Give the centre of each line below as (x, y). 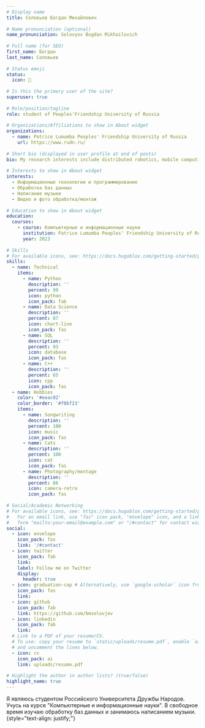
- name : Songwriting (49, 415)
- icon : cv (26, 653)
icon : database (48, 352)
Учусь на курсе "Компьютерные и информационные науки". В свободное (102, 705)
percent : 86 (44, 483)
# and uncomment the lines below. (56, 647)
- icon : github (31, 602)
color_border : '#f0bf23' (49, 403)
